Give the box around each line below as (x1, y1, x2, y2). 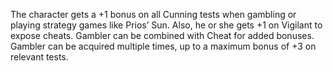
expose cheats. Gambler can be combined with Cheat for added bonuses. (10, 30, 315, 41)
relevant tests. (10, 51, 69, 63)
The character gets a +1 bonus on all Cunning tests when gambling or (10, 9, 297, 20)
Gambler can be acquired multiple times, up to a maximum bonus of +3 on (10, 40, 317, 52)
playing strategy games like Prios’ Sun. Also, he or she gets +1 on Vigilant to (10, 19, 323, 31)
